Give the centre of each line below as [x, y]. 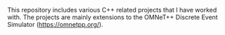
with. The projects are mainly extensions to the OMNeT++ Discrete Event [112, 17]
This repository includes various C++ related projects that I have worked [112, 10]
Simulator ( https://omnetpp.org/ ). [55, 24]
